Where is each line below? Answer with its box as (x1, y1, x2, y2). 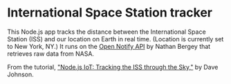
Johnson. (7, 70, 35, 78)
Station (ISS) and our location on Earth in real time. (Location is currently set (7, 34, 224, 43)
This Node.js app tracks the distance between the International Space (7, 28, 206, 36)
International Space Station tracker (7, 5, 213, 21)
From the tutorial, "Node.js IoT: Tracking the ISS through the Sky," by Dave (7, 63, 219, 71)
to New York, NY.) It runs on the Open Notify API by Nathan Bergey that (7, 42, 211, 50)
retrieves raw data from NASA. (7, 50, 95, 58)
